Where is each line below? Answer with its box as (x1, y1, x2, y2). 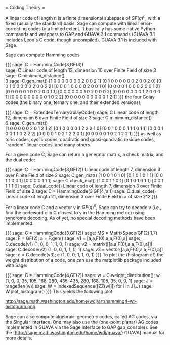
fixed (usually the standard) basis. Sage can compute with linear (5, 20, 139, 26)
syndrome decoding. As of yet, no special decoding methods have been (5, 215, 156, 221)
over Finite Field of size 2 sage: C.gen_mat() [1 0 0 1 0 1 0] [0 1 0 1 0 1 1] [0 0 (5, 172, 163, 178)
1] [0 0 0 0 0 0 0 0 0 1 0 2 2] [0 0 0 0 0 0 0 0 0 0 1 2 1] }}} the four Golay (5, 94, 155, 100)
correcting (5, 25, 27, 32)
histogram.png (5, 304, 36, 310)
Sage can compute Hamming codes (5, 52, 80, 58)
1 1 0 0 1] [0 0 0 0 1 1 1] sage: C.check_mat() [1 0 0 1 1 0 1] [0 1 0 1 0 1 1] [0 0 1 (5, 177, 164, 183)
